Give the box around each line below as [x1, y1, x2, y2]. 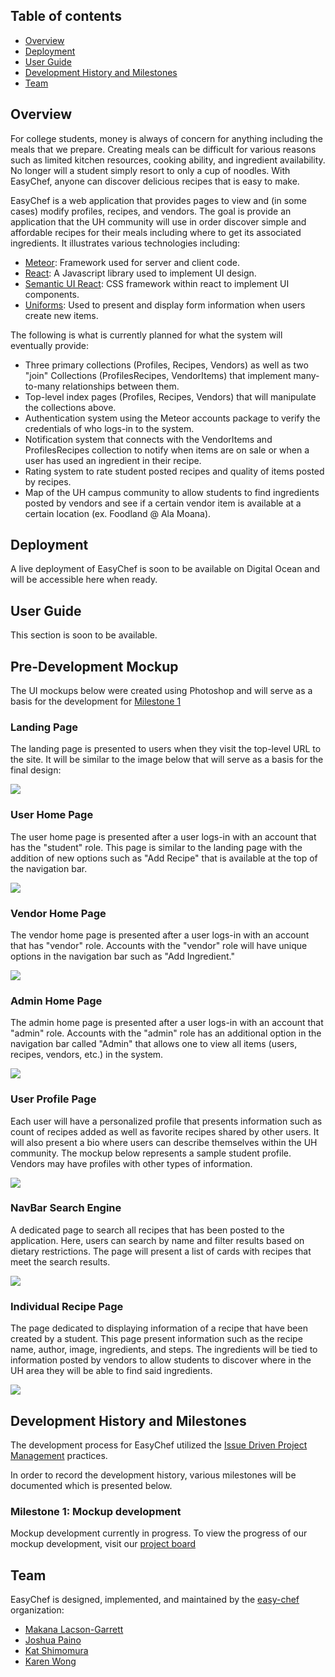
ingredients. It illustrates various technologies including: [10, 237, 241, 249]
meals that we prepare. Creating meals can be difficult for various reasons [10, 143, 317, 155]
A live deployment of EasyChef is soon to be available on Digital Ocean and [10, 563, 321, 575]
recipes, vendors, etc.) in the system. [10, 1049, 164, 1061]
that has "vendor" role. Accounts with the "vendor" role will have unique [10, 939, 308, 951]
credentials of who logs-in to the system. [24, 422, 195, 434]
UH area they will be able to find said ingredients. [10, 1365, 213, 1377]
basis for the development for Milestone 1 [10, 695, 182, 708]
